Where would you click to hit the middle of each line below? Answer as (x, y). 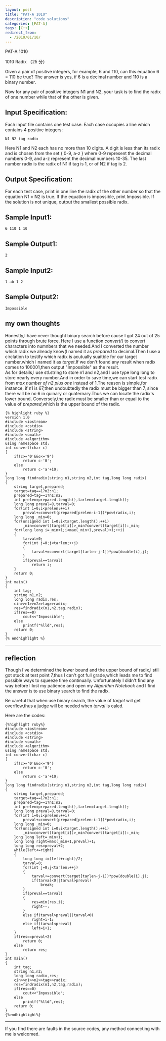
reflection (21, 658)
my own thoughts (33, 324)
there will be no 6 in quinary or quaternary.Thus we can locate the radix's (80, 393)
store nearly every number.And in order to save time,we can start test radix (82, 377)
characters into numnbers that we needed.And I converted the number (77, 346)
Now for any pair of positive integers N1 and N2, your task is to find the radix (83, 92)
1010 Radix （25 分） (26, 61)
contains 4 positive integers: (34, 130)
